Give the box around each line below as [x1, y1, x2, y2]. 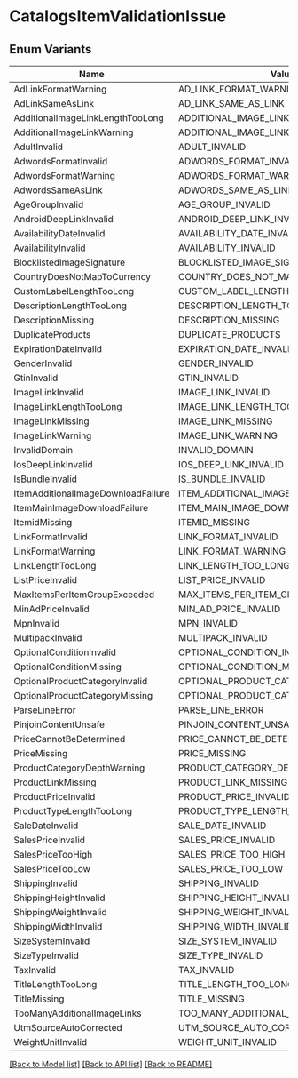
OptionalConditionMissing [13, 660, 122, 673]
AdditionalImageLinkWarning [13, 126, 134, 139]
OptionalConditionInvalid [13, 646, 117, 659]
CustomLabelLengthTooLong [13, 285, 135, 297]
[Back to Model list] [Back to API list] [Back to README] [9, 1059, 213, 1069]
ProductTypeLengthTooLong [13, 805, 133, 817]
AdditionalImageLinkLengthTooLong [13, 112, 164, 124]
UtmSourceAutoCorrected [13, 1022, 122, 1034]
